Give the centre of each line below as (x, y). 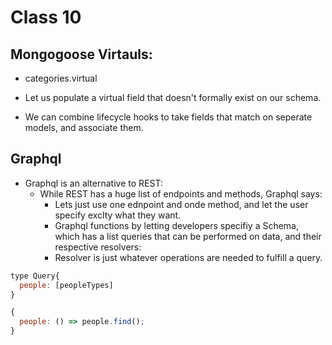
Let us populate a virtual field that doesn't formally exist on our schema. (173, 97)
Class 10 (46, 17)
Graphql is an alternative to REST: (93, 183)
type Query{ (35, 276)
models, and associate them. (84, 127)
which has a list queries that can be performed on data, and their (188, 236)
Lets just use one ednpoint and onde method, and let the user (181, 204)
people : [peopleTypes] (66, 285)
